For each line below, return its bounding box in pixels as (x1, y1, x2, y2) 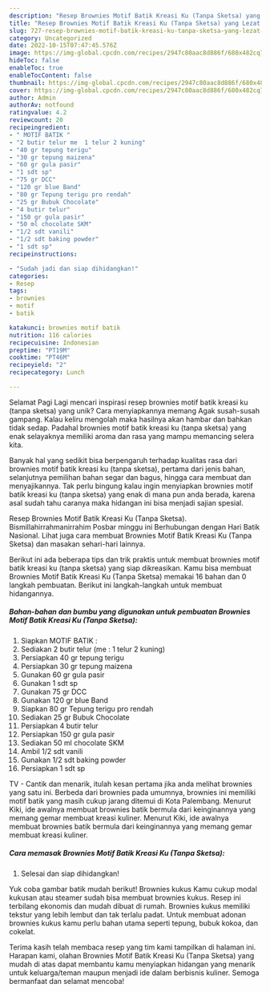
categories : (9, 272, 49, 280)
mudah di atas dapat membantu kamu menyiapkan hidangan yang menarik (9, 959, 256, 969)
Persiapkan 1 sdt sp (20, 763, 86, 773)
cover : (9, 86, 31, 95)
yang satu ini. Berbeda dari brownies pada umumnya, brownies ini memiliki (9, 787, 256, 797)
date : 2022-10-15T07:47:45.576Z (9, 42, 117, 50)
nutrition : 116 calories (9, 331, 92, 339)
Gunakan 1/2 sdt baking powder (20, 755, 127, 764)
